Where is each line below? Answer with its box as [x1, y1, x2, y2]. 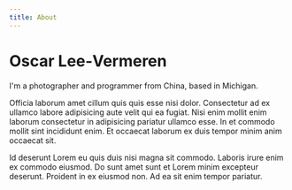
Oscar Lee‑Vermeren [9, 50, 167, 71]
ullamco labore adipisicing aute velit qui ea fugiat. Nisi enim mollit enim [9, 107, 267, 118]
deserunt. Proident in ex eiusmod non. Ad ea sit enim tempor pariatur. [9, 171, 263, 181]
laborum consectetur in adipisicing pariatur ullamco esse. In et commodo [9, 116, 276, 126]
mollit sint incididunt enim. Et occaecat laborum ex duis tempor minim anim [9, 125, 282, 136]
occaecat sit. [9, 134, 57, 146]
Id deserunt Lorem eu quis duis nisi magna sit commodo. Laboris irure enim [9, 152, 284, 163]
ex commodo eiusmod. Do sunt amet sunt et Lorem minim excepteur [9, 161, 259, 172]
